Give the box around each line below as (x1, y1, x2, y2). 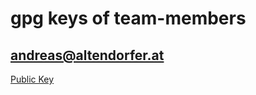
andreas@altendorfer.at (10, 47, 165, 64)
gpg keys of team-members (10, 7, 247, 30)
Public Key (10, 73, 55, 85)
